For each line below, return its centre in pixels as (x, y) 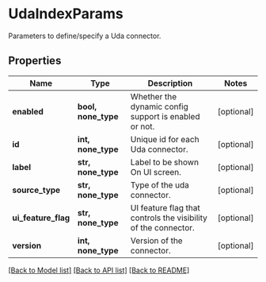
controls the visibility (169, 218)
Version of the (157, 241)
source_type (36, 190)
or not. (142, 126)
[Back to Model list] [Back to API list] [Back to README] (99, 270)
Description (170, 83)
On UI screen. (156, 172)
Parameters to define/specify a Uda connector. (85, 36)
